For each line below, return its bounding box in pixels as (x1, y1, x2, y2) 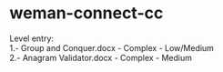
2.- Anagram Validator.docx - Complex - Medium (9, 52, 193, 63)
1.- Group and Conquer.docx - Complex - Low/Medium (9, 42, 214, 53)
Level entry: (9, 33, 55, 44)
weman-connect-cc (9, 3, 164, 24)
